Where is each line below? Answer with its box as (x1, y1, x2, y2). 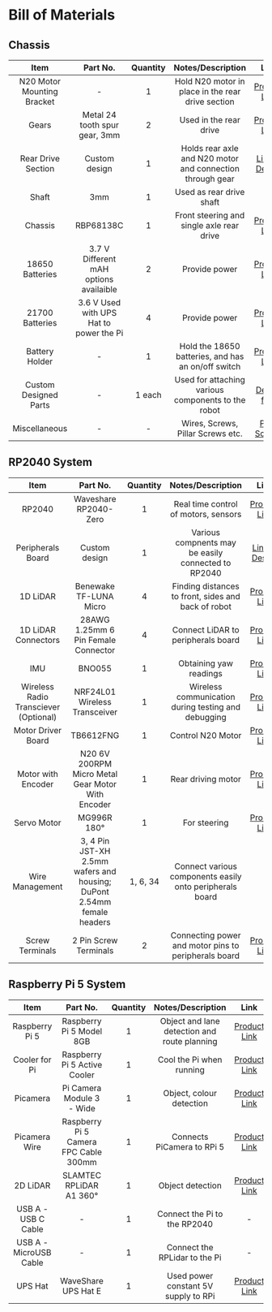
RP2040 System (8, 455, 93, 469)
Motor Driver (13, 724, 62, 736)
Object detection (158, 1180, 223, 1191)
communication (176, 691, 236, 702)
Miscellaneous (12, 423, 68, 434)
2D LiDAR (14, 1180, 51, 1191)
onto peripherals (174, 881, 237, 892)
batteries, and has (175, 351, 244, 362)
